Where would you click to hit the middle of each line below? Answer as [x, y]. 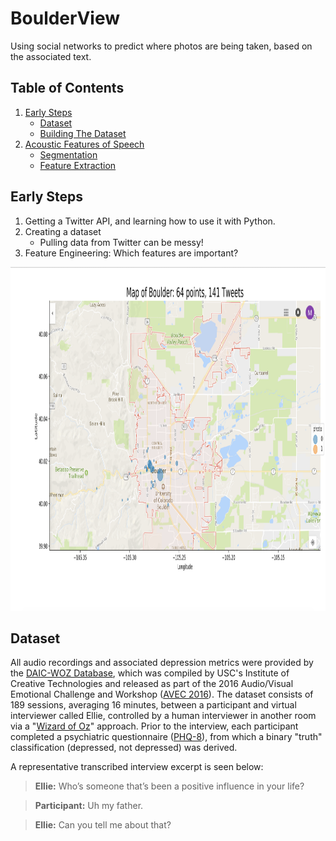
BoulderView [65, 18]
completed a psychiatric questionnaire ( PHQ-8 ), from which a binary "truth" [166, 737]
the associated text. [51, 56]
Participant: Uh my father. [89, 806]
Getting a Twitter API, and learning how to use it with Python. [150, 221]
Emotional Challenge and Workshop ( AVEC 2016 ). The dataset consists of [162, 694]
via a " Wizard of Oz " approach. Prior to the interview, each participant [154, 726]
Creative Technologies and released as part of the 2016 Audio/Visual [152, 684]
